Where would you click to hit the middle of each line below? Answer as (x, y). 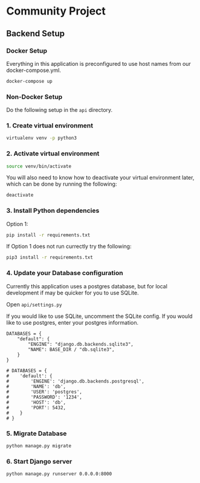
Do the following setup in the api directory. (60, 110)
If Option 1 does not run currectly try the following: (69, 247)
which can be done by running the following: (62, 184)
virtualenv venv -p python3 (42, 138)
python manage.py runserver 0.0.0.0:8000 (59, 474)
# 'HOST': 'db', (36, 402)
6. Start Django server (39, 461)
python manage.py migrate (39, 446)
